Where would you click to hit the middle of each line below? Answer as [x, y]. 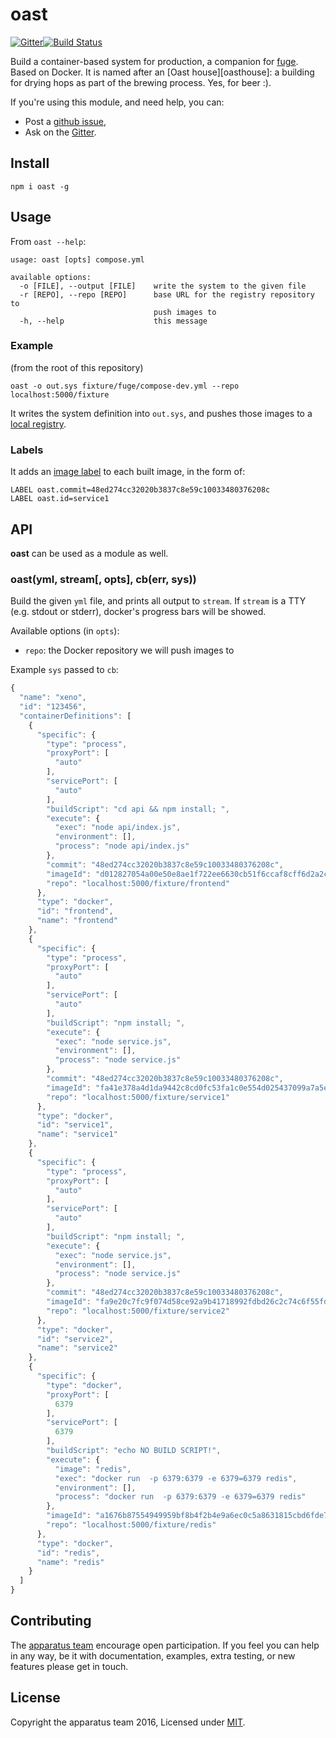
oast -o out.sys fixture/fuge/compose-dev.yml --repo [125, 386]
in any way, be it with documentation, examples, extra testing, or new [153, 1655]
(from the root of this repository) [77, 367]
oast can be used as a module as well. [89, 553]
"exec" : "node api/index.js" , [118, 828]
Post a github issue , [65, 121]
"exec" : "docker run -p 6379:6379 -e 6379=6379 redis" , [176, 1478]
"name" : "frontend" [77, 921]
